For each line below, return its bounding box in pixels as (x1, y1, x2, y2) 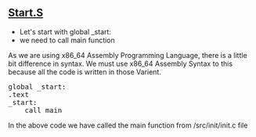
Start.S (8, 6, 44, 20)
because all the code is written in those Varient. (8, 67, 162, 77)
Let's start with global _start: (19, 27, 112, 36)
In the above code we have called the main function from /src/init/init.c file (8, 121, 248, 130)
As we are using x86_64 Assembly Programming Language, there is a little (8, 50, 248, 59)
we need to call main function (19, 35, 115, 45)
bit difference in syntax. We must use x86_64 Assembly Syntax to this (8, 59, 233, 68)
